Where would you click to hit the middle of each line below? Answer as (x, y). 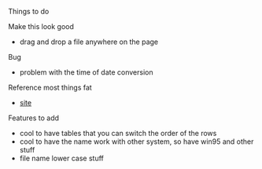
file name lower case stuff (62, 158)
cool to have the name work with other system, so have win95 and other (137, 141)
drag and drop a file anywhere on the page (89, 42)
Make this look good (41, 26)
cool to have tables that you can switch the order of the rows (118, 133)
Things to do (29, 11)
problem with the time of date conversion (86, 72)
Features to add (34, 118)
